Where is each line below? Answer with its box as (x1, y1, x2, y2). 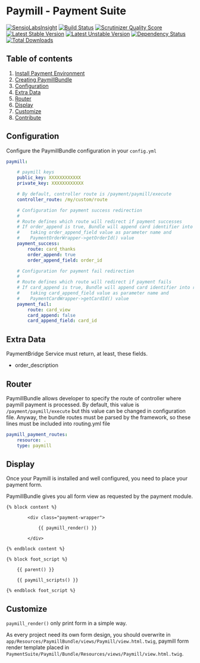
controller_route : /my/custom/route (17, 197, 108, 203)
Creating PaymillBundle (14, 76, 73, 83)
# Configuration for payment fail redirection (17, 268, 135, 274)
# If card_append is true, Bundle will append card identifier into (17, 285, 190, 291)
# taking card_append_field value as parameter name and (17, 290, 169, 296)
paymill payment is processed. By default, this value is (6, 401, 140, 408)
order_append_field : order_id (27, 257, 102, 263)
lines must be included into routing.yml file (6, 420, 110, 427)
